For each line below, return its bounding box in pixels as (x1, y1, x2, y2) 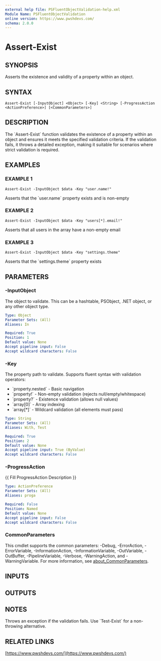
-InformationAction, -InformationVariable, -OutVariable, (33, 548, 144, 553)
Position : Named (5, 506, 38, 511)
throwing (5, 624, 23, 629)
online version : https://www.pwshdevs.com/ (5, 16, 95, 21)
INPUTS (5, 572, 29, 581)
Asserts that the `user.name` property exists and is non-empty (5, 195, 129, 201)
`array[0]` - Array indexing (12, 402, 65, 407)
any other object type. (5, 303, 49, 309)
